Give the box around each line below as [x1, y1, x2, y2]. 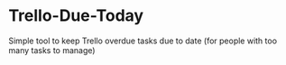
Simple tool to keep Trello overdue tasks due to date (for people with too [8, 35, 277, 46]
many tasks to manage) [8, 44, 96, 55]
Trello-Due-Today [8, 5, 144, 26]
